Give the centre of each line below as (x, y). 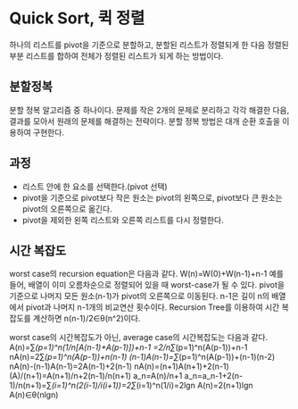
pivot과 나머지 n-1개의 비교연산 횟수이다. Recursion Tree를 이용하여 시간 (153, 307)
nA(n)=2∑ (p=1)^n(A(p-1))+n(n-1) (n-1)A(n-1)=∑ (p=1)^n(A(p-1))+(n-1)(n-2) (142, 357)
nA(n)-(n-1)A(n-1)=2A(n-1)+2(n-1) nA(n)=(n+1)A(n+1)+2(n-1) (119, 366)
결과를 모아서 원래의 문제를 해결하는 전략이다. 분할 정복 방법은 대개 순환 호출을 (145, 121)
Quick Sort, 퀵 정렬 (77, 18)
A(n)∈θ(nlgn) (34, 395)
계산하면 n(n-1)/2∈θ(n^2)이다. (87, 319)
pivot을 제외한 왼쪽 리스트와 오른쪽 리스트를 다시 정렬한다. (123, 220)
